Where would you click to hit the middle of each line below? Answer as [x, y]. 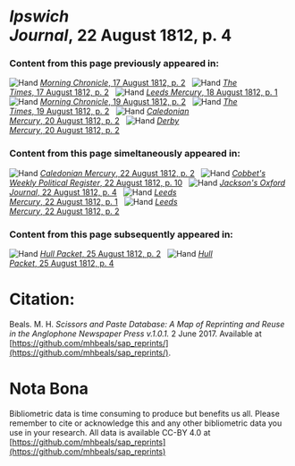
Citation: [42, 299]
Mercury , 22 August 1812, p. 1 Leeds [93, 201]
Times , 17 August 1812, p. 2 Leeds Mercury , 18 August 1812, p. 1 [144, 92]
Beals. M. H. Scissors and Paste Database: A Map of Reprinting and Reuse [147, 325]
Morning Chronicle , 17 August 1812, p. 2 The [139, 83]
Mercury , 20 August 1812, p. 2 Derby [94, 121]
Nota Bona [49, 389]
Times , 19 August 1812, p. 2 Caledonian [99, 111]
